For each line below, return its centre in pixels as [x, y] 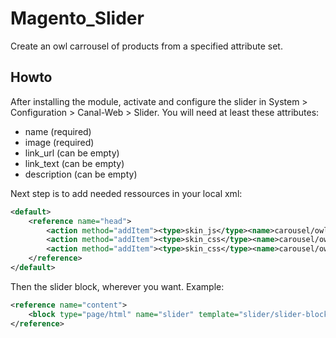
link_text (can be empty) [74, 163]
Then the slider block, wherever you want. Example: [117, 286]
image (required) [59, 142]
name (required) [58, 131]
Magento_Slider [77, 18]
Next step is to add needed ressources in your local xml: [126, 193]
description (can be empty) [81, 174]
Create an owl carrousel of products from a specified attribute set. [146, 46]
